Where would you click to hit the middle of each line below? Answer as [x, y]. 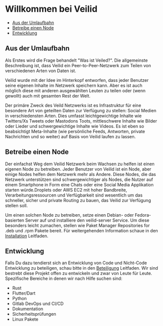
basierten [15, 220]
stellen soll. [16, 205]
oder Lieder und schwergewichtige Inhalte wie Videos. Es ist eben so [75, 126]
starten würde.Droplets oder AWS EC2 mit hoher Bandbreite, [66, 190]
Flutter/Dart [24, 293]
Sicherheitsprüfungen [34, 314]
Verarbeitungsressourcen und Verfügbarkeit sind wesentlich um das [74, 195]
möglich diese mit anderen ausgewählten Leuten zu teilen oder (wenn [75, 90]
